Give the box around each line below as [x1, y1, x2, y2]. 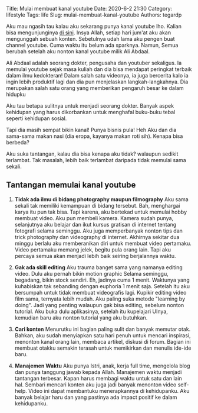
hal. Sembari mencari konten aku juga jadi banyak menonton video [14, 381, 177, 388]
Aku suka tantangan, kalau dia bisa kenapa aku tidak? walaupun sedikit [6, 150, 179, 157]
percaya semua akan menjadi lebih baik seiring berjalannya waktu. [14, 252, 176, 259]
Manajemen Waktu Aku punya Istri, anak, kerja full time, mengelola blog [14, 362, 190, 369]
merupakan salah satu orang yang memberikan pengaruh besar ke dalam [6, 85, 184, 91]
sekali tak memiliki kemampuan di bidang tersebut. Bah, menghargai [14, 202, 180, 209]
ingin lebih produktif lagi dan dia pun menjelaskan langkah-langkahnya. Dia [6, 78, 189, 85]
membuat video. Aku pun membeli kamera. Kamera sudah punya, [14, 214, 174, 221]
